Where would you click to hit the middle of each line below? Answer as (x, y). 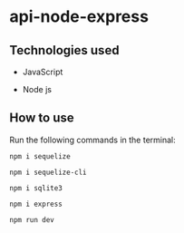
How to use (42, 118)
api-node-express (79, 17)
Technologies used (64, 50)
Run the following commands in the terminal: (93, 140)
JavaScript (43, 72)
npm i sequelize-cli (48, 172)
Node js (37, 89)
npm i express (36, 204)
